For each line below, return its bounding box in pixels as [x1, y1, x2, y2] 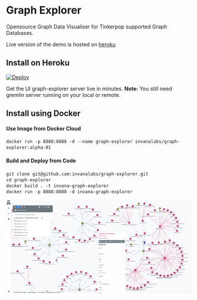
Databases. [6, 29, 34, 36]
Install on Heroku [6, 58, 70, 68]
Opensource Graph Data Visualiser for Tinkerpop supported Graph [6, 23, 168, 30]
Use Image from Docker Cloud [6, 125, 81, 132]
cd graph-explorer [6, 177, 51, 183]
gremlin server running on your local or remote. [6, 91, 121, 98]
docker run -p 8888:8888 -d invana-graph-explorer [6, 188, 133, 195]
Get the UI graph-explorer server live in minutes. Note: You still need [6, 85, 172, 92]
